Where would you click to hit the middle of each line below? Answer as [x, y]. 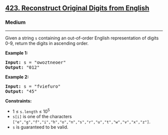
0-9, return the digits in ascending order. [47, 43]
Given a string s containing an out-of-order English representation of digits [82, 38]
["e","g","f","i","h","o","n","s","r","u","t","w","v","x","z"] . [81, 122]
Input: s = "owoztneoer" [35, 62]
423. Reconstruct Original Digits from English [77, 8]
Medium [15, 22]
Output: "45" [21, 91]
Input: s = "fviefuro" [33, 86]
